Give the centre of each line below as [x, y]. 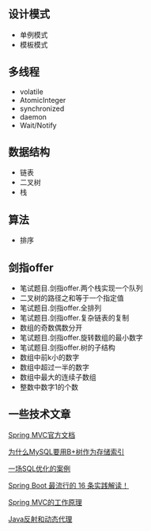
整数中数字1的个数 [49, 387]
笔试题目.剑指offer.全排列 [60, 308]
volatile [31, 91]
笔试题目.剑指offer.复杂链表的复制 [74, 318]
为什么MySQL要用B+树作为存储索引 [66, 451]
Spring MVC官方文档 [42, 434]
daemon [33, 116]
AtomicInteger [43, 100]
